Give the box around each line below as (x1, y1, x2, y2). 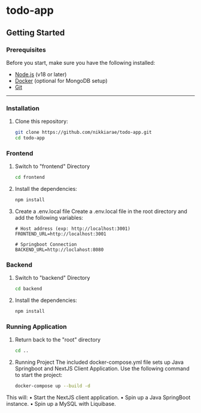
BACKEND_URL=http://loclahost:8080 (14, 247, 104, 253)
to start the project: (14, 372, 63, 379)
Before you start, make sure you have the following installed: (6, 59, 156, 66)
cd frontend (14, 175, 45, 181)
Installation (6, 104, 40, 112)
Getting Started (6, 28, 65, 38)
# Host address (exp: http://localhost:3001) (14, 226, 130, 232)
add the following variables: (14, 214, 84, 221)
